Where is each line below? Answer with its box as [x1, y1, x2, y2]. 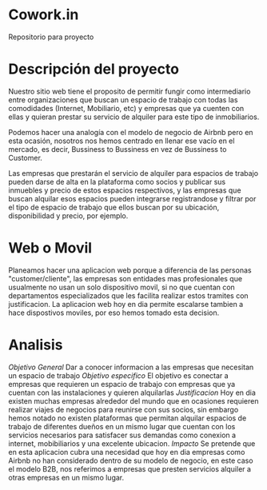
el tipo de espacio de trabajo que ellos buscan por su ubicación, [8, 202, 220, 212]
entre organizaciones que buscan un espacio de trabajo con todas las [8, 94, 238, 105]
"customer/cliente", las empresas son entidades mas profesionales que [8, 273, 242, 283]
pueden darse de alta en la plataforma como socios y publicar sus [8, 177, 226, 186]
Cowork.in [8, 6, 79, 24]
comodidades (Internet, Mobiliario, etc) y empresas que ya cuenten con [8, 103, 245, 113]
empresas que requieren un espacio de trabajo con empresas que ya [8, 379, 236, 388]
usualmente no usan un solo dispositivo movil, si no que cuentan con [8, 282, 236, 292]
